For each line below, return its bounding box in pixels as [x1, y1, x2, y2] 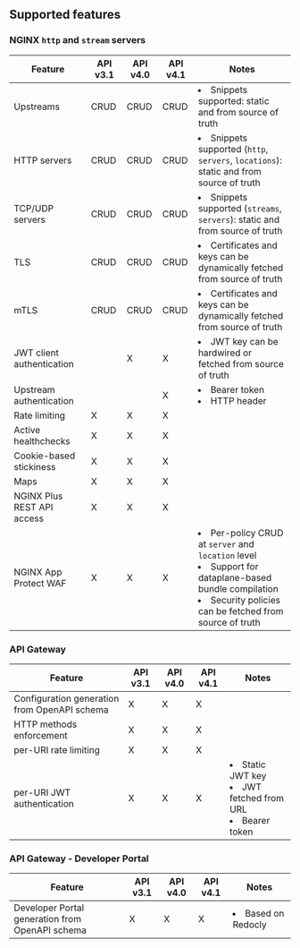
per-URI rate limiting [13, 743, 101, 756]
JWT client [13, 346, 60, 359]
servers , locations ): [197, 154, 283, 167]
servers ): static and [197, 213, 280, 226]
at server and [197, 537, 254, 550]
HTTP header [210, 394, 267, 406]
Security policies [210, 594, 281, 606]
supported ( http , [197, 142, 269, 155]
